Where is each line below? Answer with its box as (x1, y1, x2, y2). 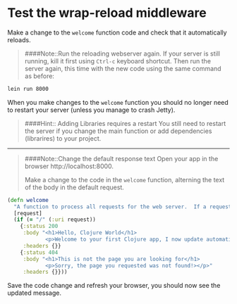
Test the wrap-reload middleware (7, 5, 207, 21)
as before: (24, 72, 55, 80)
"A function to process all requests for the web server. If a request (13, 203, 232, 210)
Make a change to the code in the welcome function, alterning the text (24, 175, 225, 184)
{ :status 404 (20, 248, 59, 256)
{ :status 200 (20, 223, 59, 230)
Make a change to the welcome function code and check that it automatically (7, 28, 227, 37)
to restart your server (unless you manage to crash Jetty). (7, 106, 176, 114)
